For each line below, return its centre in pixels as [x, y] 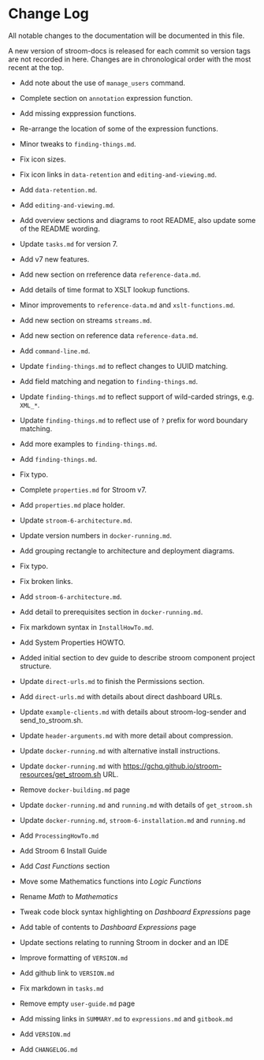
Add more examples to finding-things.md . [88, 444]
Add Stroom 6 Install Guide [63, 850]
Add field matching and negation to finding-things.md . [109, 381]
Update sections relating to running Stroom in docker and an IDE [124, 942]
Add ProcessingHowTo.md [59, 835]
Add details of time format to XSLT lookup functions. [105, 289]
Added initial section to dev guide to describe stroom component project [137, 657]
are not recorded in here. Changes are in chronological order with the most [130, 59]
